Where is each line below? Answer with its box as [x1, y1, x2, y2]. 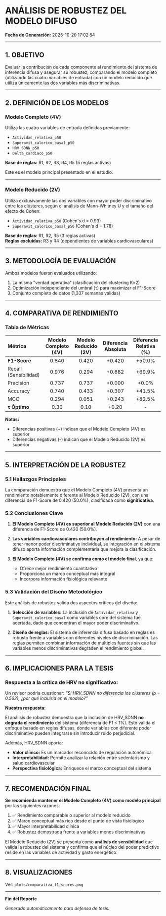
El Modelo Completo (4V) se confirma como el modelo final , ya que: [12, 556, 154, 562]
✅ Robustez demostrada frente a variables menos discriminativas [12, 829, 146, 835]
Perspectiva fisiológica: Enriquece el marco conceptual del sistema [12, 765, 152, 771]
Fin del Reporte [5, 896, 37, 902]
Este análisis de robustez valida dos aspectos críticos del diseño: [5, 599, 137, 606]
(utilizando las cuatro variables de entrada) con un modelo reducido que [5, 74, 152, 80]
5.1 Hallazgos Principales [5, 476, 66, 482]
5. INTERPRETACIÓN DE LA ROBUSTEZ [5, 461, 126, 469]
